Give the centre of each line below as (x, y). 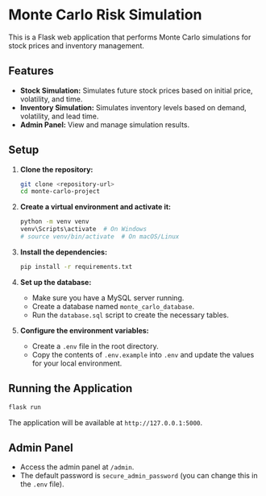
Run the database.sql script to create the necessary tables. (131, 315)
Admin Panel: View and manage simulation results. (105, 124)
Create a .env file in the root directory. (95, 346)
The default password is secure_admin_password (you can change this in (139, 476)
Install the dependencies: (63, 252)
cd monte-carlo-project (60, 192)
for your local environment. (77, 363)
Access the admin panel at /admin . (77, 467)
